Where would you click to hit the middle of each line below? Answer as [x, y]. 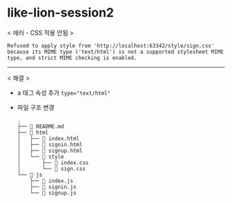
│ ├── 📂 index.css [53, 163]
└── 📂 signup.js [53, 193]
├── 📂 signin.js [53, 187]
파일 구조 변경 [36, 107]
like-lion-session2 [60, 13]
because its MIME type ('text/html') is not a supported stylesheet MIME [116, 52]
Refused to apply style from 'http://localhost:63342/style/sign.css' [111, 46]
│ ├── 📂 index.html [48, 138]
